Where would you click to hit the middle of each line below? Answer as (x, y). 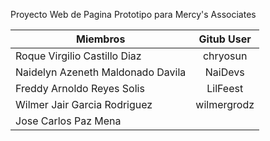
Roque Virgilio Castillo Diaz (78, 56)
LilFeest (225, 88)
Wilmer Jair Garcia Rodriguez (84, 104)
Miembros (100, 39)
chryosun (225, 56)
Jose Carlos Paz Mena (68, 121)
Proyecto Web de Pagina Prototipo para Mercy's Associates (133, 14)
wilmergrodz (225, 104)
